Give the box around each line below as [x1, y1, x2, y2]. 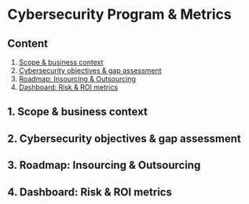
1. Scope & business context [7, 105, 148, 118]
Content [7, 37, 49, 50]
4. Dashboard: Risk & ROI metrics [7, 185, 172, 199]
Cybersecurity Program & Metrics [7, 5, 233, 24]
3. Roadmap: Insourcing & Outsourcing [7, 158, 201, 172]
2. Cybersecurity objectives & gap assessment [7, 132, 241, 145]
